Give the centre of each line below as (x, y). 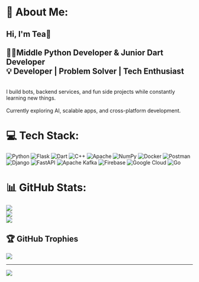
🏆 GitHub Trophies (42, 239)
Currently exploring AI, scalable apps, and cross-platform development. (94, 110)
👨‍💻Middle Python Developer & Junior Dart (85, 53)
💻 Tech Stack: (43, 136)
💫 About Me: (37, 12)
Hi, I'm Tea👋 (29, 34)
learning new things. (31, 98)
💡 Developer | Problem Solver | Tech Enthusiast (95, 71)
